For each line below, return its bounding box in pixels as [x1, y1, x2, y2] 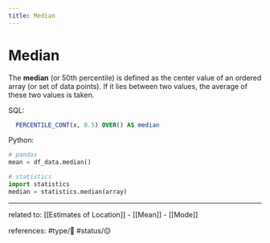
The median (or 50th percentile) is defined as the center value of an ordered [8, 73, 262, 83]
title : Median [8, 11, 56, 20]
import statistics [8, 180, 70, 188]
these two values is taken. [8, 90, 95, 99]
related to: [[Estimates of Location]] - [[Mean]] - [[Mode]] [8, 209, 198, 219]
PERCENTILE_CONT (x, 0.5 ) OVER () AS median [15, 121, 160, 129]
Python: [8, 136, 35, 145]
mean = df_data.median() [8, 158, 92, 167]
